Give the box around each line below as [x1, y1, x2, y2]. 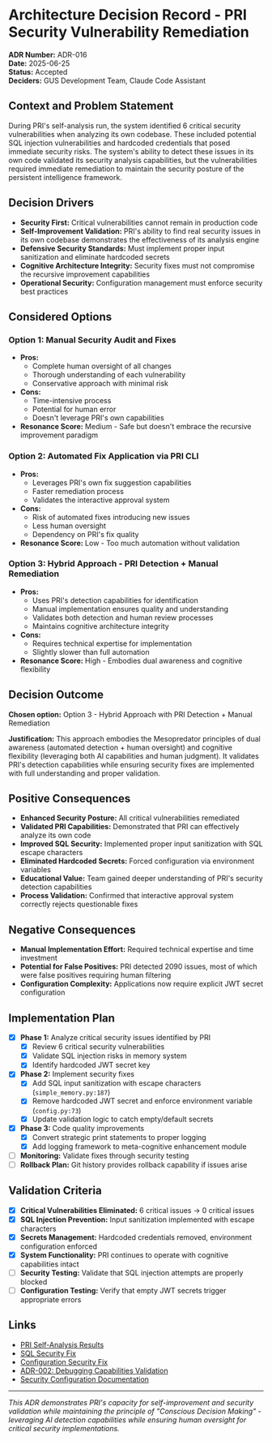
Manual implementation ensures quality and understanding [32, 604, 229, 613]
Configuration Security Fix [19, 1357, 108, 1366]
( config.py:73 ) [32, 1105, 82, 1115]
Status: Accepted [8, 67, 68, 76]
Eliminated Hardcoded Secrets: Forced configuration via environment [19, 856, 255, 866]
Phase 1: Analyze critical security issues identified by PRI [19, 1033, 211, 1043]
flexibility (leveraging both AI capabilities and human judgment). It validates [8, 751, 259, 760]
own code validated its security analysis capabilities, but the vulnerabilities [8, 155, 257, 165]
